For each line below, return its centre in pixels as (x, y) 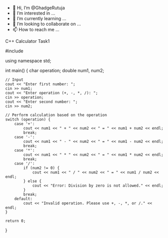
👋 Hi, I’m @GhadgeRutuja (39, 8)
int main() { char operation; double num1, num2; (55, 70)
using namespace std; (28, 61)
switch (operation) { (28, 120)
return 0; (16, 221)
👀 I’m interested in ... (34, 13)
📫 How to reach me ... (36, 29)
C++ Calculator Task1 (27, 41)
